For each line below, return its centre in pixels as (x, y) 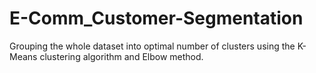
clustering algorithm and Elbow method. (121, 56)
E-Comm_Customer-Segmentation (156, 18)
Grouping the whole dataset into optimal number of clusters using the (152, 46)
